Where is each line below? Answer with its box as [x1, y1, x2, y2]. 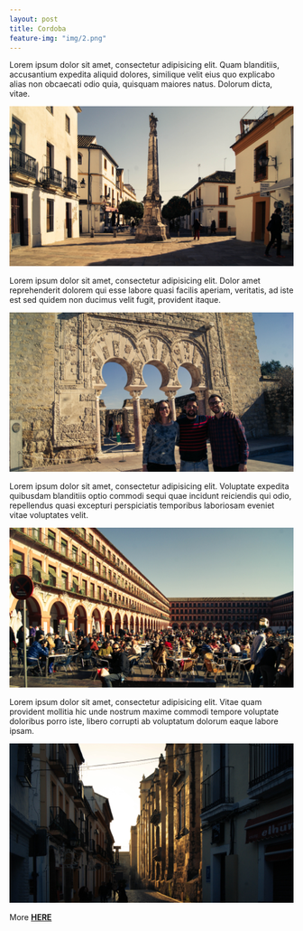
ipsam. [9, 725, 34, 736]
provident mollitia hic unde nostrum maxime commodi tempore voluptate [9, 706, 280, 717]
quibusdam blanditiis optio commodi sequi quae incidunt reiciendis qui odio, [9, 491, 292, 502]
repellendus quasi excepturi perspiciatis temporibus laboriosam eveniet [9, 500, 275, 511]
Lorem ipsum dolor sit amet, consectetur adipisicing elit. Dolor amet [9, 275, 262, 286]
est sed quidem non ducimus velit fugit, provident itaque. [9, 294, 221, 305]
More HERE [9, 912, 52, 923]
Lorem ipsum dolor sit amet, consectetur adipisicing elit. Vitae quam [9, 696, 262, 707]
